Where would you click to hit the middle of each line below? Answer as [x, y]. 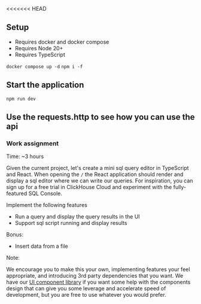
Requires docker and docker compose [62, 42]
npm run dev [21, 99]
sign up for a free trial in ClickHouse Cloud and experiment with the [89, 187]
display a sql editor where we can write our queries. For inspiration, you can [100, 181]
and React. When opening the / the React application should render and [95, 174]
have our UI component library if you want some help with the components [98, 282]
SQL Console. [45, 193]
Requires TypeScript [40, 54]
